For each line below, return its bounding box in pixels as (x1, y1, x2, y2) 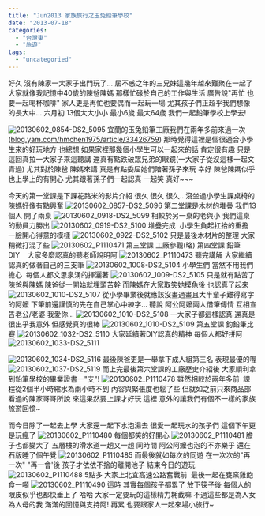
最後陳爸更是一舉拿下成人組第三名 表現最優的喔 (102, 354, 257, 363)
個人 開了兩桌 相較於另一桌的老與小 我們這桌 (8, 210, 251, 220)
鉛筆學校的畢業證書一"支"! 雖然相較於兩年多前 (14, 374, 240, 383)
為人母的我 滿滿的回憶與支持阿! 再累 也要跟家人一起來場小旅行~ (8, 499, 215, 509)
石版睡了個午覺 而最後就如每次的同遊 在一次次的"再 (8, 450, 251, 459)
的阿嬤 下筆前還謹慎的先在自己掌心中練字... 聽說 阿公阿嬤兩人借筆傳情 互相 (8, 299, 250, 309)
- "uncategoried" (15, 56, 73, 64)
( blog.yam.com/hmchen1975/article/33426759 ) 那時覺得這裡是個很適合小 (8, 134, 247, 144)
